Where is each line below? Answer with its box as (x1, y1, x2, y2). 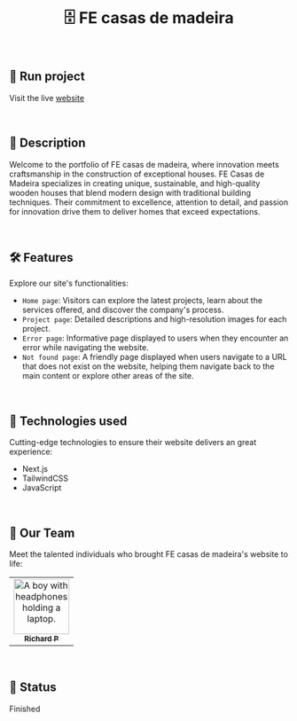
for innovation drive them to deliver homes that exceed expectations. (9, 206, 261, 216)
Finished (9, 703, 41, 714)
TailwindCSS (21, 473, 69, 484)
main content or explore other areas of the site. (21, 371, 195, 381)
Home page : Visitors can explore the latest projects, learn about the (21, 295, 263, 306)
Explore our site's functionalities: (9, 278, 129, 289)
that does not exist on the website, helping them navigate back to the (21, 361, 275, 372)
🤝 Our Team (9, 525, 75, 540)
